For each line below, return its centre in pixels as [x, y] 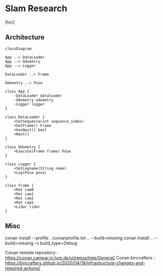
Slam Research [36, 9]
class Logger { [21, 164]
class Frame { [20, 185]
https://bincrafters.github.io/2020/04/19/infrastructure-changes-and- [75, 263]
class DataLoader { [25, 117]
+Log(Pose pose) [31, 172]
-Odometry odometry [34, 100]
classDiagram [18, 49]
